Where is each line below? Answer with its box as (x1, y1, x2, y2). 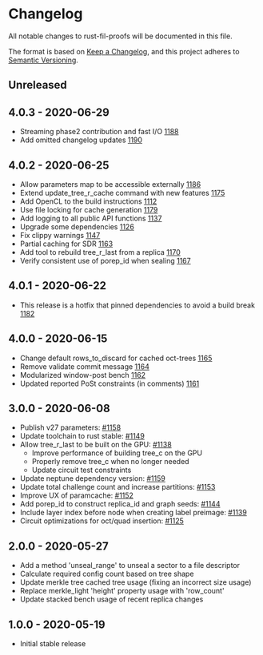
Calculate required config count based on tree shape (19, 569, 194, 579)
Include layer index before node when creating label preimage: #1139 (19, 508, 248, 518)
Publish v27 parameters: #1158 (19, 423, 122, 432)
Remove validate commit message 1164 (19, 361, 149, 371)
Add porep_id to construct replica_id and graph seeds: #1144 (19, 499, 221, 509)
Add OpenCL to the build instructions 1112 (19, 196, 157, 206)
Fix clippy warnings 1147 (19, 230, 101, 240)
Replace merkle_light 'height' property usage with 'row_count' (19, 586, 225, 596)
